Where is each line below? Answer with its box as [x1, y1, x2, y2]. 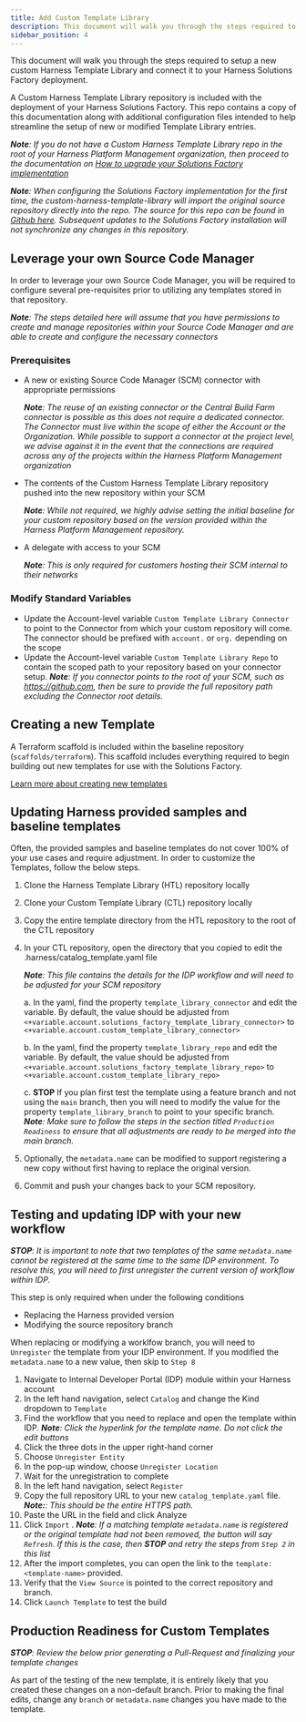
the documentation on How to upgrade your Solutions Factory [10, 159, 244, 169]
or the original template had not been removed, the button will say [23, 1529, 272, 1540]
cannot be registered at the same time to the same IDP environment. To [10, 1255, 280, 1266]
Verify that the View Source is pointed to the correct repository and [23, 1577, 274, 1588]
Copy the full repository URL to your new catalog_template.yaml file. [23, 1491, 281, 1502]
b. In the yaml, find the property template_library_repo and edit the [23, 1042, 278, 1053]
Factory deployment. [10, 75, 88, 86]
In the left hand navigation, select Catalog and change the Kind [23, 1393, 260, 1404]
